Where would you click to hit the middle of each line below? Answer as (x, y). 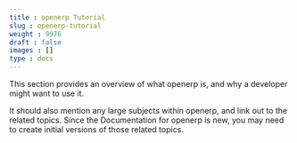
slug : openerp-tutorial (55, 26)
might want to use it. (47, 93)
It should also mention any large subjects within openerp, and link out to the (148, 111)
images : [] (31, 51)
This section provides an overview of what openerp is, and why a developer (148, 84)
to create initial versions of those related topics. (97, 129)
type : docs (31, 59)
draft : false (36, 42)
